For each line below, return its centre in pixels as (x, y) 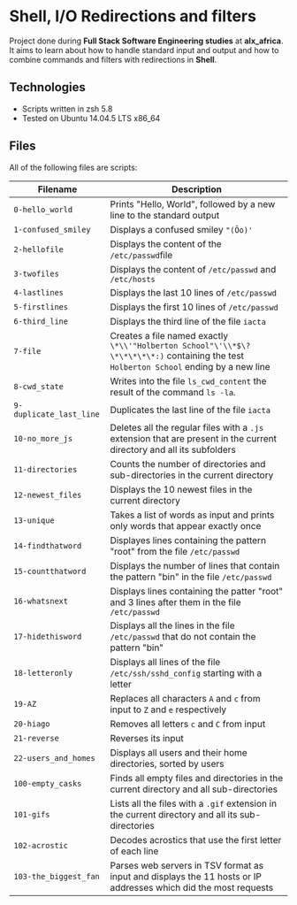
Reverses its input (147, 738)
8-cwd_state (39, 386)
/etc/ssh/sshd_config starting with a (186, 672)
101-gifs (32, 814)
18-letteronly (43, 673)
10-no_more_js (43, 438)
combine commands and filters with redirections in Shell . (113, 59)
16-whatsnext (41, 601)
